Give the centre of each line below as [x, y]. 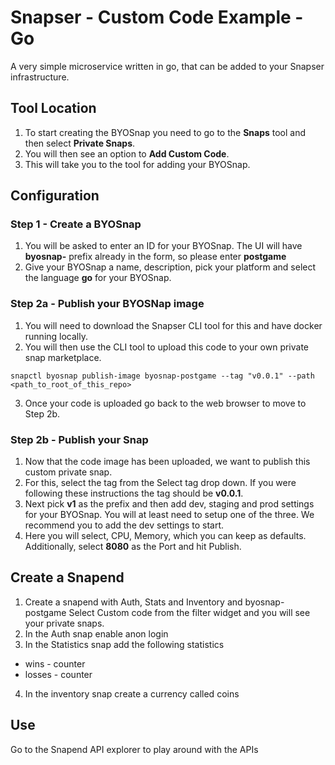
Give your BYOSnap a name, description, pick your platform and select [170, 267]
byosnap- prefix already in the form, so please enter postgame [155, 257]
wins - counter [55, 663]
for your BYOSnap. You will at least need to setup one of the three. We [169, 515]
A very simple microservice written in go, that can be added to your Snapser [167, 66]
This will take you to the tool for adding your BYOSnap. [137, 164]
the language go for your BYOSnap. [98, 278]
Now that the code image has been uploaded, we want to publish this [167, 462]
